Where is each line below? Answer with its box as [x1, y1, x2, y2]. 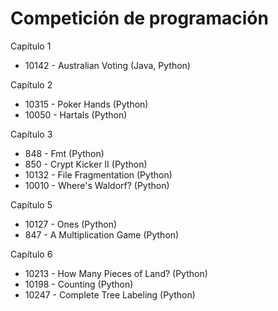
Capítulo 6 [10, 248, 53, 260]
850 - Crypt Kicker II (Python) [24, 158, 148, 170]
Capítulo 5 [10, 198, 53, 211]
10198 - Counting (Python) [24, 278, 134, 290]
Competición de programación [10, 7, 269, 30]
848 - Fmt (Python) [24, 147, 105, 159]
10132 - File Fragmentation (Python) [24, 168, 173, 181]
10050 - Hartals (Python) [24, 108, 128, 121]
